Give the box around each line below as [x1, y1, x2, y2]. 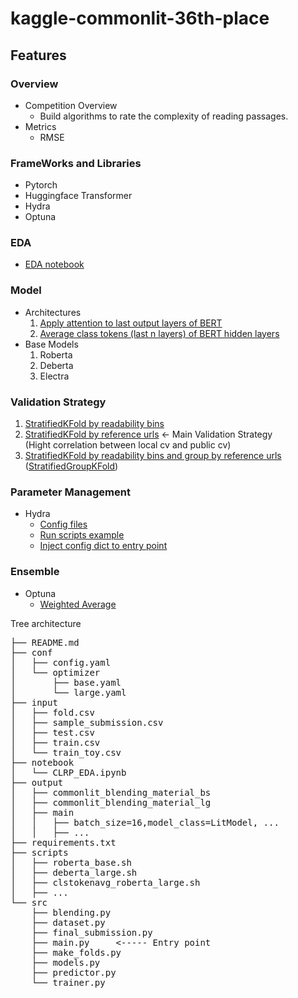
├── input [10, 697, 58, 708]
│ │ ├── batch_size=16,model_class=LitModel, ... [10, 817, 280, 828]
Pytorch [24, 179, 58, 191]
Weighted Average [39, 598, 117, 610]
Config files [39, 518, 88, 531]
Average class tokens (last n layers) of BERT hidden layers [39, 327, 280, 339]
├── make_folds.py [31, 947, 122, 958]
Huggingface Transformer [24, 190, 133, 202]
